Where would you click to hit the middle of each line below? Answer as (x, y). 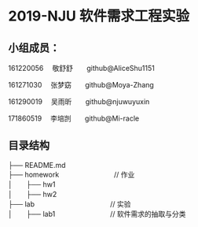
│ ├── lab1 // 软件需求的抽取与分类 (97, 214)
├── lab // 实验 (70, 204)
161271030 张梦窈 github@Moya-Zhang (81, 85)
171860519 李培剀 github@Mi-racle (74, 118)
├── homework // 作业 (71, 174)
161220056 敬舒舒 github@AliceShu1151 (81, 68)
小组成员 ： (34, 48)
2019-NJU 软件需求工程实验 (99, 16)
